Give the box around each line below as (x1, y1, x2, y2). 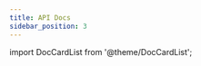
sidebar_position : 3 (9, 22, 88, 31)
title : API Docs (9, 13, 71, 23)
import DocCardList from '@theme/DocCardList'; (9, 46, 193, 57)
